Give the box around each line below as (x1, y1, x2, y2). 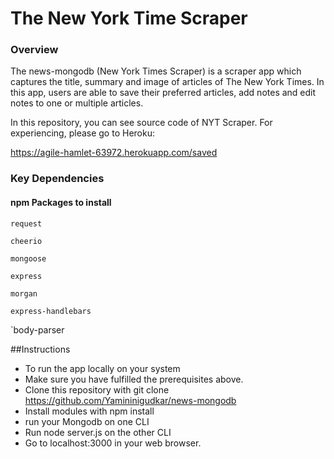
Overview (10, 43, 59, 57)
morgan (10, 288, 38, 299)
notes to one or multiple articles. (10, 97, 144, 109)
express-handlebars (10, 306, 92, 316)
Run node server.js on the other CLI (24, 426, 172, 438)
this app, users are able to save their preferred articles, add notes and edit (10, 87, 317, 99)
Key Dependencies (10, 172, 105, 186)
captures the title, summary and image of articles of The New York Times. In (10, 76, 325, 88)
